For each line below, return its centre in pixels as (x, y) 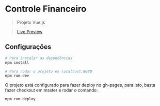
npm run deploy (20, 99)
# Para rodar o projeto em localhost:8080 (48, 71)
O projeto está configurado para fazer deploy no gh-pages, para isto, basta (80, 85)
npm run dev (17, 76)
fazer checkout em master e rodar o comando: (51, 90)
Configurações (28, 47)
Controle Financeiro (46, 9)
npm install (17, 62)
